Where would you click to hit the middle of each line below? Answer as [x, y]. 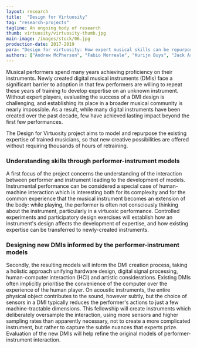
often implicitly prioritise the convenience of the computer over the [87, 284]
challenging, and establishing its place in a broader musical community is [94, 103]
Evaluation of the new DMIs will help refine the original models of [84, 334]
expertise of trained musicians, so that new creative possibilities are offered [98, 139]
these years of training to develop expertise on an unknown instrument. [92, 90]
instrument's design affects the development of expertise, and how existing [97, 223]
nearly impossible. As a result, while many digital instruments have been [93, 109]
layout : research [27, 11]
